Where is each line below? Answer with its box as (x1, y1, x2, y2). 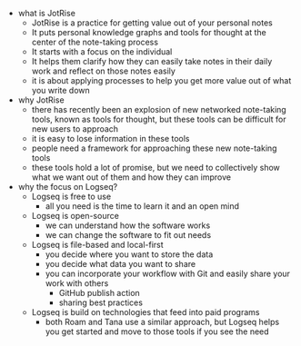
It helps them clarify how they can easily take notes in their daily (31, 56, 273, 66)
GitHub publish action (58, 288, 141, 298)
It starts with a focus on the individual (31, 46, 173, 57)
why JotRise (17, 94, 65, 105)
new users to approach (31, 124, 119, 134)
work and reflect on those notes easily (31, 65, 176, 76)
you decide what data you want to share (45, 259, 196, 269)
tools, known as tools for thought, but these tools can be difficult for (31, 114, 286, 124)
